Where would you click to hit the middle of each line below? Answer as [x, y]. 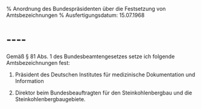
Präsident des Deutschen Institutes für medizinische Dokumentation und [105, 74]
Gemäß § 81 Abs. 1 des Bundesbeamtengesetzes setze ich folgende [91, 56]
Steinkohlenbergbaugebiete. [50, 99]
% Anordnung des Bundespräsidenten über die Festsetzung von [86, 9]
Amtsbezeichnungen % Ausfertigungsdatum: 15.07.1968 [75, 15]
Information [29, 81]
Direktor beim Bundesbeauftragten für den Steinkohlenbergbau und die [104, 93]
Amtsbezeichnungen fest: [38, 62]
